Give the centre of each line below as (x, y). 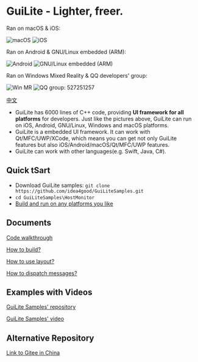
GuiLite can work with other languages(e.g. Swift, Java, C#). (90, 151)
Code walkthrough (30, 237)
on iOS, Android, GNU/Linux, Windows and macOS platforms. (92, 125)
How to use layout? (30, 261)
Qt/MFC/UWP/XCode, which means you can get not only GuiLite (96, 138)
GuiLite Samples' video (35, 319)
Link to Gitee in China (33, 353)
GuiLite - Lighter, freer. (65, 11)
